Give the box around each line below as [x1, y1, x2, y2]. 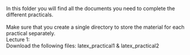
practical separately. [6, 30, 56, 37]
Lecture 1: [6, 36, 30, 43]
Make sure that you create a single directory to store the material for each [6, 23, 185, 30]
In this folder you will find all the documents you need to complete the [6, 5, 175, 12]
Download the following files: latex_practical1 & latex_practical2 [6, 42, 159, 49]
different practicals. [6, 11, 54, 18]
